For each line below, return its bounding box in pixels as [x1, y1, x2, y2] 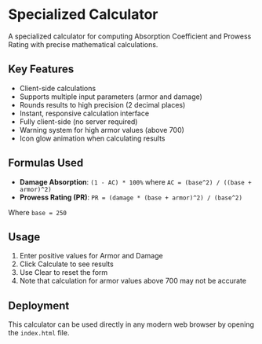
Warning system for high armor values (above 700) [19, 125, 184, 134]
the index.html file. [8, 328, 70, 338]
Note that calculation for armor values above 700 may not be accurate [19, 276, 247, 286]
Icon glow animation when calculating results [19, 134, 166, 143]
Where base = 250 [8, 207, 67, 217]
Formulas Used [8, 156, 84, 170]
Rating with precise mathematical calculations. [8, 39, 158, 49]
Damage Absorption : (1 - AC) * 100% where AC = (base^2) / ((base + [19, 177, 253, 186]
